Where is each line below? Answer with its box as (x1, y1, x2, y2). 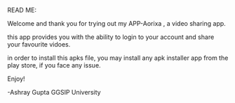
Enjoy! (7, 74, 26, 83)
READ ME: (7, 6, 37, 14)
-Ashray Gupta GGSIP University (7, 88, 101, 96)
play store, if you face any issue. (7, 61, 101, 69)
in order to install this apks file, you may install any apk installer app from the (7, 54, 229, 62)
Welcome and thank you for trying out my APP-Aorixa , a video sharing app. (7, 19, 226, 27)
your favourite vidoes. (7, 40, 71, 48)
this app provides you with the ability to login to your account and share (7, 33, 215, 41)
